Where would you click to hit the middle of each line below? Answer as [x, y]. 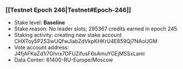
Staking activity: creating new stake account [68, 35]
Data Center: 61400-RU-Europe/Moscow [64, 60]
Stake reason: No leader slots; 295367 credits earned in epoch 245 [96, 29]
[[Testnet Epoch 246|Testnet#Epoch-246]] [68, 10]
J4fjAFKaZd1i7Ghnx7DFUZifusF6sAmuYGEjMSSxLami [79, 54]
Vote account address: [41, 47]
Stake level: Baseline [39, 23]
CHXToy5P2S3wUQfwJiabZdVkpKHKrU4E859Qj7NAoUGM [86, 42]
